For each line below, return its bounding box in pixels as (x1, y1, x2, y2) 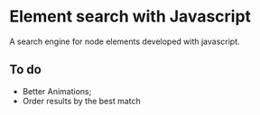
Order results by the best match (22, 95, 142, 106)
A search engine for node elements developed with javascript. (9, 36, 241, 47)
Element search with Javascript (9, 6, 251, 27)
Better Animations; (22, 85, 92, 96)
